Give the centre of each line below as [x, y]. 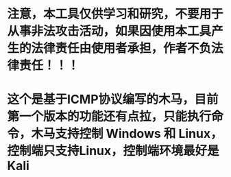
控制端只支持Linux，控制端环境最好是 [113, 151]
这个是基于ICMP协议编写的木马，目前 [113, 99]
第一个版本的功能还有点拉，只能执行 [109, 117]
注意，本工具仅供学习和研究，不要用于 [115, 14]
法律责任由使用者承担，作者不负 [121, 48]
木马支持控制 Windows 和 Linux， [127, 134]
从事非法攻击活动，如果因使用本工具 [109, 31]
